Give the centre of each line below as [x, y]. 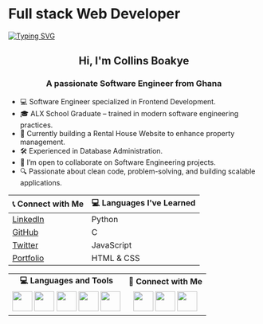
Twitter [25, 245]
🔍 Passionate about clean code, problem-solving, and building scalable [137, 171]
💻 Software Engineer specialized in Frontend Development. [118, 101]
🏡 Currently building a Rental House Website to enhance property [127, 133]
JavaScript [112, 245]
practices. [36, 125]
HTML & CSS [116, 258]
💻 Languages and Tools [67, 280]
